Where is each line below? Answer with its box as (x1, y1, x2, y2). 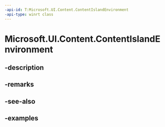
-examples (4, 114, 39, 123)
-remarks (4, 80, 34, 89)
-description (4, 63, 44, 72)
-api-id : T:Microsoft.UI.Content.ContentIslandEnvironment (4, 7, 129, 12)
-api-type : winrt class (4, 12, 54, 17)
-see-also (4, 97, 36, 106)
